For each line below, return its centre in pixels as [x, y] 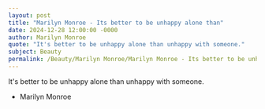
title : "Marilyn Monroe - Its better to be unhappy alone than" [116, 23]
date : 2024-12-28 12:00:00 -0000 [63, 30]
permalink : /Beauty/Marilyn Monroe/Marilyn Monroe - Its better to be [127, 60]
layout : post [30, 15]
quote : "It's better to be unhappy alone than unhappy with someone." [127, 45]
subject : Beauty [35, 52]
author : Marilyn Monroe [47, 37]
